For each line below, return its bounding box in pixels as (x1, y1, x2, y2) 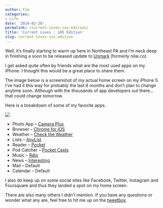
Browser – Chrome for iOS (12, 126, 65, 132)
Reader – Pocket (12, 141, 46, 147)
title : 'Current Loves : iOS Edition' (5, 30, 84, 35)
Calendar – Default (12, 167, 50, 174)
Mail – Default (12, 162, 40, 168)
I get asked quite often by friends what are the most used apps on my (5, 62, 145, 69)
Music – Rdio (12, 152, 38, 158)
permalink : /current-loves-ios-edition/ (5, 25, 89, 30)
